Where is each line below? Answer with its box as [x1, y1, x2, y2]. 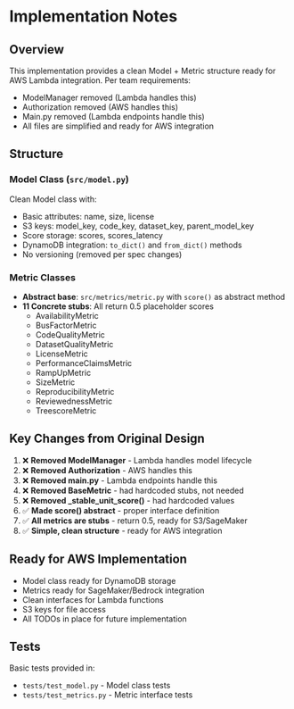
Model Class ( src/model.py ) [9, 173, 129, 186]
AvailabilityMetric [35, 310, 100, 321]
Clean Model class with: [9, 194, 97, 204]
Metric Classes [9, 271, 76, 283]
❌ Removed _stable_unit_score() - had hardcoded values [21, 495, 235, 505]
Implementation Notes [9, 6, 178, 27]
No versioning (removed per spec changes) [21, 248, 183, 260]
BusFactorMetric [35, 320, 97, 330]
